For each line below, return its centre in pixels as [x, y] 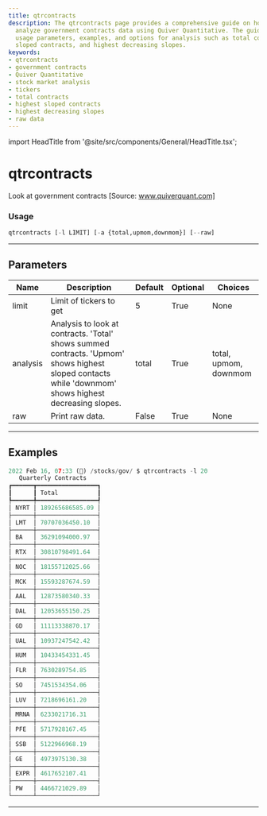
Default [149, 287]
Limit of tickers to [83, 300]
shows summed [80, 343]
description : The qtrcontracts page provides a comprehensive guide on [129, 23]
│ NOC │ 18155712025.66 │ [55, 567]
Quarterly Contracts [53, 478]
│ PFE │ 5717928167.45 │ [55, 729]
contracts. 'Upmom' [87, 353]
